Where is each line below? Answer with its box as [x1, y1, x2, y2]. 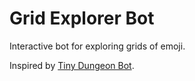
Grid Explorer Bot [9, 7, 155, 30]
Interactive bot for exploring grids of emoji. [9, 40, 186, 52]
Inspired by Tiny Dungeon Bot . [9, 59, 135, 71]
